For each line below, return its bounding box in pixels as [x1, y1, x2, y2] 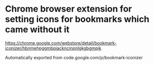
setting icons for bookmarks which [5, 14, 150, 25]
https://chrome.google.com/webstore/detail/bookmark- [5, 40, 117, 46]
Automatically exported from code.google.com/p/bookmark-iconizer [5, 54, 143, 60]
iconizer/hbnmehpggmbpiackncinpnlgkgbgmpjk [5, 45, 102, 51]
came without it [5, 24, 70, 35]
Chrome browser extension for [5, 3, 132, 15]
